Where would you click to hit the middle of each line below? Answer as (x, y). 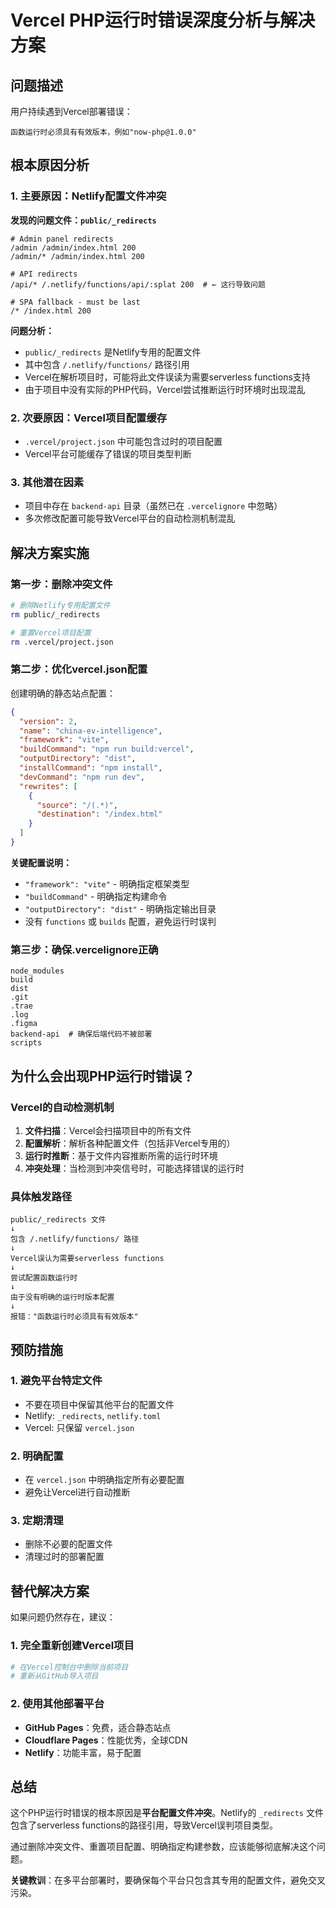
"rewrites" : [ (48, 786)
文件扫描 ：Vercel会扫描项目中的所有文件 (108, 1130)
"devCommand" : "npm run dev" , (82, 777)
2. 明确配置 (37, 1456)
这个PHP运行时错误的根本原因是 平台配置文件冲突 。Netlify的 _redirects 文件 (167, 1813)
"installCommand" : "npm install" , (91, 768)
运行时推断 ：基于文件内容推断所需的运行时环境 (121, 1155)
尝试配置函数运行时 (44, 1278)
